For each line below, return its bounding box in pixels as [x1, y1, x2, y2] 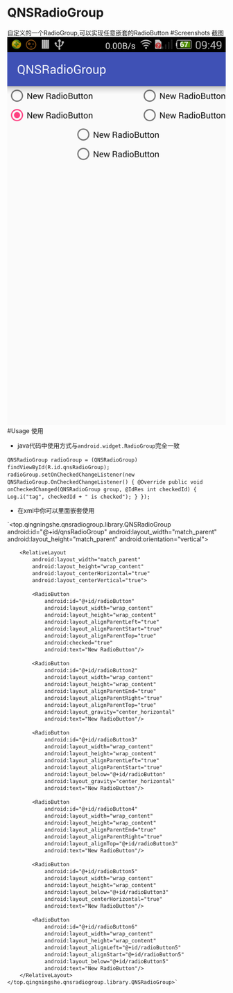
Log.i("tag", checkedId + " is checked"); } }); [7, 493, 150, 500]
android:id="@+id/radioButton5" [44, 868, 138, 875]
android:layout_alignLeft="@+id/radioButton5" [44, 944, 182, 951]
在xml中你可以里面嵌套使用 [17, 506, 95, 514]
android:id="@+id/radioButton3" [44, 736, 138, 743]
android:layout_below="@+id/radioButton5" [44, 958, 169, 965]
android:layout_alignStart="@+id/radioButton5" [44, 951, 185, 958]
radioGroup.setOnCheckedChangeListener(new [7, 471, 135, 478]
